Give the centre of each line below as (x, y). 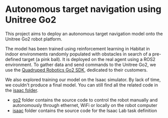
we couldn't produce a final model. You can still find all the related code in (81, 85)
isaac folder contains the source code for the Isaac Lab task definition (85, 110)
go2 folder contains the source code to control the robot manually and (85, 100)
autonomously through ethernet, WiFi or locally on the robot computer (85, 105)
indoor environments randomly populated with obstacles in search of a (78, 54)
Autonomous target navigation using (83, 9)
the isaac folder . (22, 90)
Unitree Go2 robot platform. (34, 39)
